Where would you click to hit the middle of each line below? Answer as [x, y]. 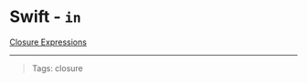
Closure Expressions [48, 42]
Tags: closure [58, 68]
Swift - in [46, 17]
